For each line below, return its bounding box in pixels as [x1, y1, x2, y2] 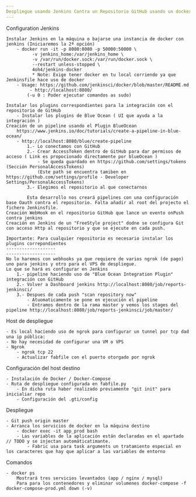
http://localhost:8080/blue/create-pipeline [21, 138, 132, 144]
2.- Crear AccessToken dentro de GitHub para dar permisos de [27, 149, 181, 154]
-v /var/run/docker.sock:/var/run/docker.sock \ [32, 56, 153, 62]
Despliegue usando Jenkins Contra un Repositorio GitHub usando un [6, 8, 174, 15]
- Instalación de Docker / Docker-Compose [6, 375, 111, 382]
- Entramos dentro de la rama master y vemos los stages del [27, 302, 179, 308]
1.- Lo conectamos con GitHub [27, 143, 100, 149]
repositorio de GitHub [6, 108, 61, 113]
